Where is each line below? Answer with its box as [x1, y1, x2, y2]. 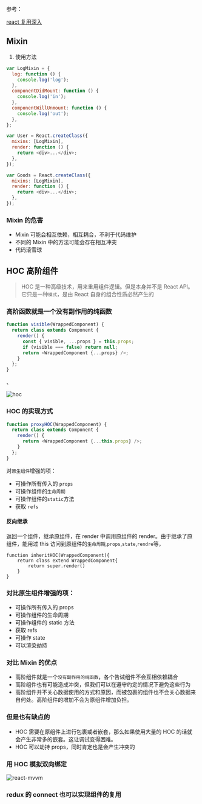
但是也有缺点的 [6, 713, 50, 721]
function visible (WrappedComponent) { [6, 321, 104, 327]
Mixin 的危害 [6, 215, 44, 224]
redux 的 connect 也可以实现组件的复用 [6, 790, 121, 799]
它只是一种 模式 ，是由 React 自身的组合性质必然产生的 [21, 291, 155, 298]
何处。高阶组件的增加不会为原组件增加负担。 [20, 696, 132, 704]
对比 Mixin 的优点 [6, 659, 58, 667]
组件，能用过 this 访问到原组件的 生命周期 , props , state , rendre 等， [6, 540, 164, 547]
